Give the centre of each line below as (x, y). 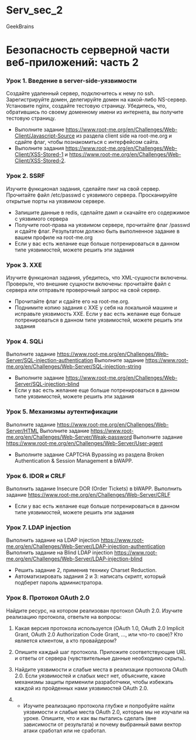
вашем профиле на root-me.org (54, 237)
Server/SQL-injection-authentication (50, 360)
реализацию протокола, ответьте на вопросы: (64, 617)
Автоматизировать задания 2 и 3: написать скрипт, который (90, 576)
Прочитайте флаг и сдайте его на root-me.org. (72, 301)
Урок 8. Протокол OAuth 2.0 (48, 598)
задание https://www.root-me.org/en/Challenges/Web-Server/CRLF (88, 494)
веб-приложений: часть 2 (73, 63)
